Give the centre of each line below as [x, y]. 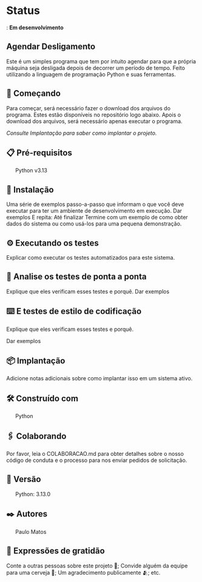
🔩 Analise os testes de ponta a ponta [76, 277]
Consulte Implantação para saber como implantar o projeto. [82, 133]
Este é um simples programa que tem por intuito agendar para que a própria [101, 61]
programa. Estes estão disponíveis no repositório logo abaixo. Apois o [93, 115]
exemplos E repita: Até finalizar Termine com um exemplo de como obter [97, 218]
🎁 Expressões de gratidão [56, 551]
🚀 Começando [33, 94]
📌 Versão [24, 479]
